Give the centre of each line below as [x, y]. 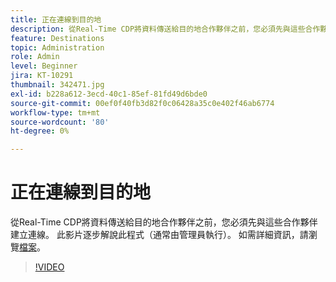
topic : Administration [57, 47]
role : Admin [35, 57]
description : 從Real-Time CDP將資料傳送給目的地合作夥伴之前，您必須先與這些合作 [165, 29]
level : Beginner [44, 66]
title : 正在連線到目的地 [56, 19]
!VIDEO [49, 267]
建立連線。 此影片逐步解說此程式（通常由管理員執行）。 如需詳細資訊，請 [159, 235]
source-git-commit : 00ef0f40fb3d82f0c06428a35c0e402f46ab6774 [142, 103]
